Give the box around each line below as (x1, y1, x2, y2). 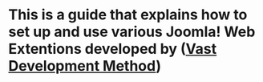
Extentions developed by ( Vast (8, 40, 217, 58)
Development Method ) (8, 57, 162, 76)
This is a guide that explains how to (8, 6, 248, 24)
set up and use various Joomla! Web (8, 23, 256, 41)
